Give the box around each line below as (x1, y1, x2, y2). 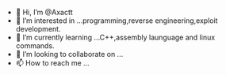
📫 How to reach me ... (15, 58, 90, 67)
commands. (15, 41, 55, 51)
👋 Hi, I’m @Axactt (15, 8, 73, 17)
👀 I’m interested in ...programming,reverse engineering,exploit (15, 16, 218, 25)
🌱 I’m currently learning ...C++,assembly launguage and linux (15, 32, 216, 42)
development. (15, 24, 61, 33)
